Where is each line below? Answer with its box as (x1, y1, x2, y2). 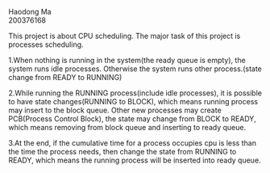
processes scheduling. (8, 40, 84, 49)
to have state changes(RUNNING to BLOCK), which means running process (8, 97, 259, 106)
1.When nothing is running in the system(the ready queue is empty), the (8, 56, 246, 65)
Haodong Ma (8, 7, 52, 16)
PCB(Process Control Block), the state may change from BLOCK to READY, (8, 114, 256, 124)
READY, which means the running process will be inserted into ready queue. (8, 155, 261, 165)
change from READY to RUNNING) (8, 73, 123, 82)
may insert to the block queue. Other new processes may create (8, 105, 222, 115)
